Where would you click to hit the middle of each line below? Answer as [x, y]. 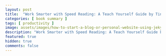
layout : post [19, 9]
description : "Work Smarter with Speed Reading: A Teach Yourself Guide [82, 32]
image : [12, 28]
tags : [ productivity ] [30, 23]
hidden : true [19, 41]
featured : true [21, 37]
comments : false [22, 46]
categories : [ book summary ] [36, 19]
